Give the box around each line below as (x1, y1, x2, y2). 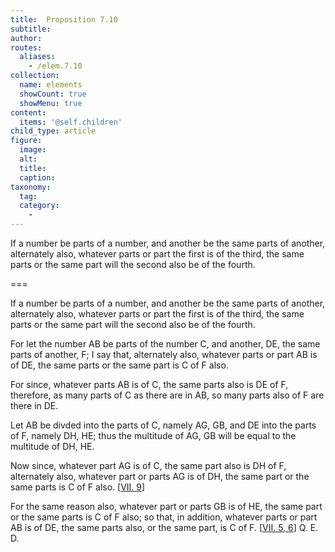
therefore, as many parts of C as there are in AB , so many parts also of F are (10, 389, 325, 401)
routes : (10, 42, 43, 53)
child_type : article (10, 126, 97, 136)
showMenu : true (19, 98, 83, 108)
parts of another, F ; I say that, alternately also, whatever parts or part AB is (10, 349, 318, 360)
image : (19, 145, 47, 155)
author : (10, 33, 43, 43)
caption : (19, 172, 56, 183)
